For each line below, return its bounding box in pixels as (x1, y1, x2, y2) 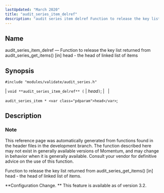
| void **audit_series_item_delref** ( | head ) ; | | (5, 88, 110, 94)
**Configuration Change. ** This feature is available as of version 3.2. (5, 182, 147, 188)
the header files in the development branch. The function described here (5, 143, 151, 149)
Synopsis (5, 66, 34, 75)
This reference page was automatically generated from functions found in (5, 137, 154, 143)
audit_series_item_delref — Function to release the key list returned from (5, 47, 151, 53)
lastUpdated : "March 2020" (5, 7, 60, 12)
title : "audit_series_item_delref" (5, 12, 78, 17)
